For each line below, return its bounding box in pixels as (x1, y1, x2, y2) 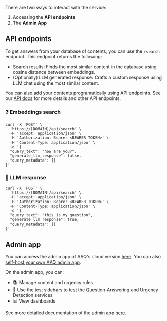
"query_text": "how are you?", (10, 149, 77, 154)
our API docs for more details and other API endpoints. (5, 95, 121, 102)
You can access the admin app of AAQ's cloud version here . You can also (5, 254, 161, 260)
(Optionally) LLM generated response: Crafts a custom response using (12, 74, 162, 81)
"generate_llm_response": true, (10, 217, 80, 223)
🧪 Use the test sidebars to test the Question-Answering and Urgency (12, 287, 158, 293)
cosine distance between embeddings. (12, 69, 95, 75)
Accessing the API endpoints (12, 14, 76, 20)
